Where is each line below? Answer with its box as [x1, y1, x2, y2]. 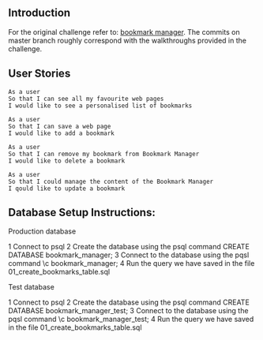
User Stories [8, 67, 71, 80]
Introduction [8, 6, 71, 20]
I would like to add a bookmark [8, 129, 115, 137]
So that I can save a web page [8, 122, 111, 130]
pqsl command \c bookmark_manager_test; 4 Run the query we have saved [8, 315, 254, 324]
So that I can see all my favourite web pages [8, 95, 164, 103]
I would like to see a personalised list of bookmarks [8, 102, 193, 110]
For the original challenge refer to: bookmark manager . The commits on [8, 27, 240, 36]
